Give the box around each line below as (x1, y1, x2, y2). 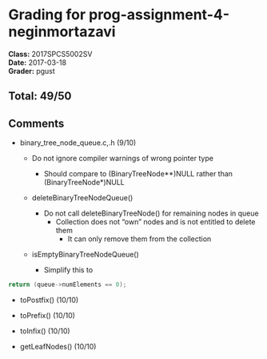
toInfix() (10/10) (19, 326, 70, 336)
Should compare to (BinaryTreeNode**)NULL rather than (43, 169, 233, 179)
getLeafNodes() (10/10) (19, 342, 97, 352)
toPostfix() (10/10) (19, 295, 79, 305)
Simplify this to (43, 265, 94, 275)
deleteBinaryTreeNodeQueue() (31, 193, 133, 203)
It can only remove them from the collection (67, 234, 212, 244)
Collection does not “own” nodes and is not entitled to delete (55, 217, 256, 227)
